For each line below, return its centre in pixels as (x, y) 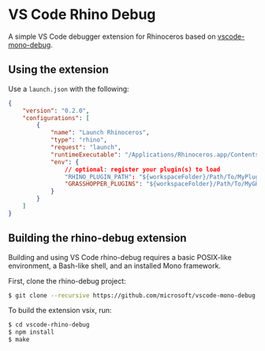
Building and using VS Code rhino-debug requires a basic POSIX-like (120, 257)
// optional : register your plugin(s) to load (142, 169)
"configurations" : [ (56, 118)
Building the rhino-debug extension (97, 238)
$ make (19, 340)
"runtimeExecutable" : (86, 155)
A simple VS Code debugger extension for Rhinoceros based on (112, 36)
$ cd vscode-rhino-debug (49, 325)
